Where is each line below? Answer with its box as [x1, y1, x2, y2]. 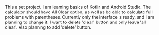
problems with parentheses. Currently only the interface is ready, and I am [5, 14, 155, 20]
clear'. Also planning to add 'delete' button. [5, 24, 92, 30]
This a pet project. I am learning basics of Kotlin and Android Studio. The [5, 4, 151, 10]
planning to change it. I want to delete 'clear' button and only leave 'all [5, 19, 146, 25]
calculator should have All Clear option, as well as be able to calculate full [5, 9, 153, 15]
